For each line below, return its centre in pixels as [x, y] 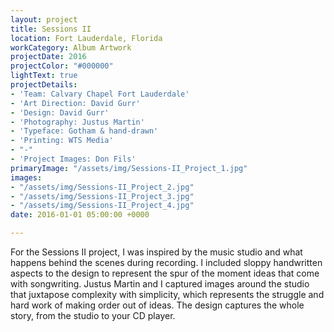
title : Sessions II [51, 29]
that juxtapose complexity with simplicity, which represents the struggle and [167, 294]
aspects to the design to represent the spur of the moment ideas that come [165, 273]
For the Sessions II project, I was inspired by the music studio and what [156, 252]
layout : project [44, 19]
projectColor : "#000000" [62, 66]
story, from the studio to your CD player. [93, 315]
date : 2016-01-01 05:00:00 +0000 [80, 215]
